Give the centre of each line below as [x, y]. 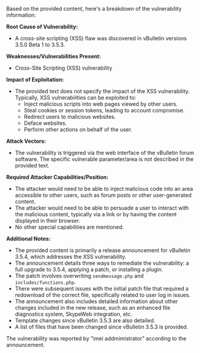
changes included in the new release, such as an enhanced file [93, 308]
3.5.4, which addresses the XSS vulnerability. [71, 257]
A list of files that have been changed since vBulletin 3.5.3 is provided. [101, 327]
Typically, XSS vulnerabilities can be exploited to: [75, 98]
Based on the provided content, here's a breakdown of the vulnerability [94, 9]
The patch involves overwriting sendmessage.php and [79, 276]
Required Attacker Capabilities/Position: [57, 177]
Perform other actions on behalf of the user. [78, 129]
